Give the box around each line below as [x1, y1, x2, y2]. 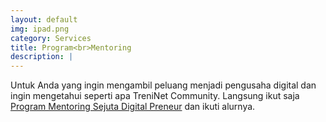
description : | [10, 52, 74, 62]
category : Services [10, 33, 92, 43]
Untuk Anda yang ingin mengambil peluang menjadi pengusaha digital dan [10, 79, 317, 91]
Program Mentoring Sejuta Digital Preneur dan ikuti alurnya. [10, 101, 256, 113]
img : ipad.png [10, 24, 70, 34]
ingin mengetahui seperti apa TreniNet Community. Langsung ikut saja [10, 90, 300, 102]
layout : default [10, 14, 78, 25]
